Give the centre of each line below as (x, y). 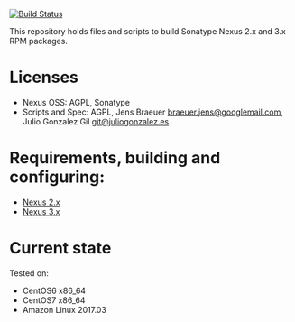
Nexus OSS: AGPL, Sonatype (76, 102)
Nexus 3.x (41, 211)
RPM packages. (38, 41)
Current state (60, 248)
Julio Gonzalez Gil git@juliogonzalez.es (96, 121)
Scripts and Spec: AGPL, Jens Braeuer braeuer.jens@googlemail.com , (153, 112)
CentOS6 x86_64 (54, 290)
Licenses (44, 78)
